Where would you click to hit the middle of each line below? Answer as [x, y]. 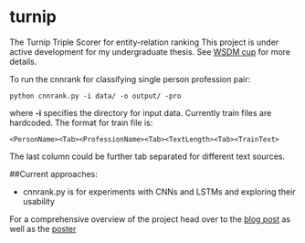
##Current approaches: [54, 174]
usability [38, 201]
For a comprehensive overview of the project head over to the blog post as [150, 219]
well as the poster [43, 228]
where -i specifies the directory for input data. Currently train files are [141, 112]
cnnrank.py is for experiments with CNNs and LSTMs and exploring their [159, 191]
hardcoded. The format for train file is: [81, 122]
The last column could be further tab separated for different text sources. [147, 156]
